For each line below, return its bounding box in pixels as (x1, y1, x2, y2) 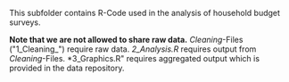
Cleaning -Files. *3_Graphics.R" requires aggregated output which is (9, 53, 260, 63)
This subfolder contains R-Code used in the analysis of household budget (9, 8, 281, 18)
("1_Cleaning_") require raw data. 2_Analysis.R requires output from (9, 44, 257, 54)
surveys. (9, 17, 41, 28)
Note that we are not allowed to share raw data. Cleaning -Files (9, 35, 244, 45)
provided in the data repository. (9, 62, 125, 73)
